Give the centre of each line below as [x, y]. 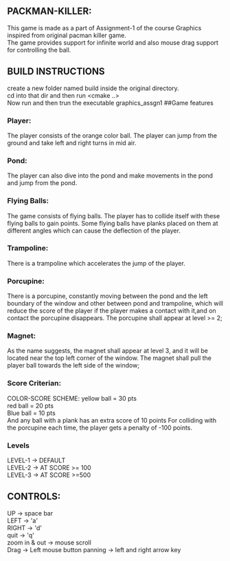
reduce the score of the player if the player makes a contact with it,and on [112, 311]
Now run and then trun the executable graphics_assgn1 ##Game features [111, 103]
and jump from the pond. [42, 183]
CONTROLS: [34, 497]
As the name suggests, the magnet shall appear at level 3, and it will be [107, 351]
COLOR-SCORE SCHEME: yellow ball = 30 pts [72, 398]
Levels [18, 445]
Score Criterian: [34, 383]
